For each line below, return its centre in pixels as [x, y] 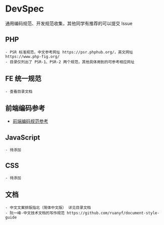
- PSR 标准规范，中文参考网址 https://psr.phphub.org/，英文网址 [69, 52]
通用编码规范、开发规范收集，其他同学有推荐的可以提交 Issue [69, 23]
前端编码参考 [25, 108]
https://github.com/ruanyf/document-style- [113, 213]
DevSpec [25, 9]
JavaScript [23, 137]
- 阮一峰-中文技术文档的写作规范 [35, 213]
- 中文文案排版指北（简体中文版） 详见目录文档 [48, 207]
